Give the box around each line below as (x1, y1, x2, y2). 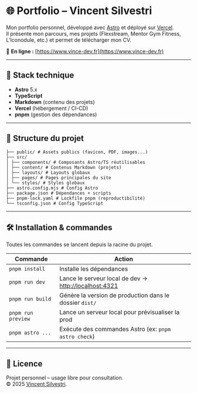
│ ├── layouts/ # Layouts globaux (6, 169, 91, 176)
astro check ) (59, 332, 95, 341)
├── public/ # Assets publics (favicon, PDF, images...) (6, 149, 148, 155)
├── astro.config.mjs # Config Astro (6, 185, 98, 191)
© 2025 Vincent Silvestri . (6, 381, 67, 388)
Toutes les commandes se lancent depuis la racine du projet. (6, 241, 153, 248)
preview (9, 315, 30, 323)
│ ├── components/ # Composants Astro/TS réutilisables (6, 159, 145, 165)
